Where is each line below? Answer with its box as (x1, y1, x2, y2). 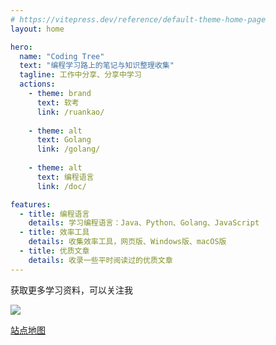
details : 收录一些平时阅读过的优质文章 (28, 255, 173, 265)
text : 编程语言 (36, 172, 95, 182)
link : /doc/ (36, 181, 87, 191)
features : (10, 199, 52, 210)
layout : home (10, 24, 65, 34)
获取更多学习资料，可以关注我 (10, 284, 133, 296)
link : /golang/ (36, 144, 101, 155)
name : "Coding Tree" (19, 51, 105, 61)
